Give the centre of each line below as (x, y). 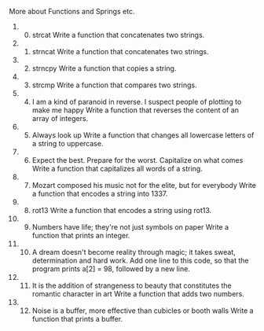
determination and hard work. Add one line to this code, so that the (140, 260)
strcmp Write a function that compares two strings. (114, 85)
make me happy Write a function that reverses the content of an (135, 110)
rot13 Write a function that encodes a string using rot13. (122, 210)
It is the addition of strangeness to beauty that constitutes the (132, 285)
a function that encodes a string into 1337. (100, 193)
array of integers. (60, 118)
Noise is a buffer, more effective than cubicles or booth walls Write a (143, 311)
